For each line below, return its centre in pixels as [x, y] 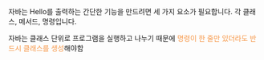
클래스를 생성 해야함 [53, 48]
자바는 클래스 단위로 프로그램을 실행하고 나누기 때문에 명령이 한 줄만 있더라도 [128, 38]
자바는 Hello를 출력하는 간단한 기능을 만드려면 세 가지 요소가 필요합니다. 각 [125, 11]
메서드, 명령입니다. [48, 21]
